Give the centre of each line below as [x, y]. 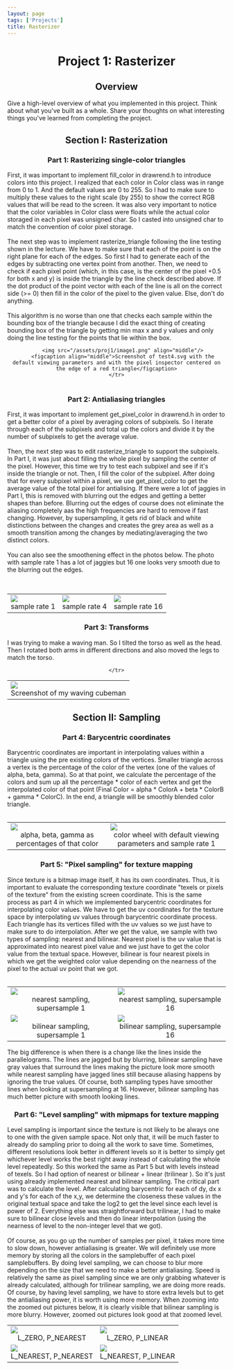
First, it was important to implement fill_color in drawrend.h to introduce [109, 175]
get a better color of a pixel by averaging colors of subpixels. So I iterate [110, 422]
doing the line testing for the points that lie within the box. [89, 338]
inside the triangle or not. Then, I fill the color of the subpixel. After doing [111, 473]
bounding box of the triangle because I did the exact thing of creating [106, 323]
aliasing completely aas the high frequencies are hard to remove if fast [108, 511]
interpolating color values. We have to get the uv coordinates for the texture [115, 909]
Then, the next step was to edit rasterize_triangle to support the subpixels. [113, 451]
